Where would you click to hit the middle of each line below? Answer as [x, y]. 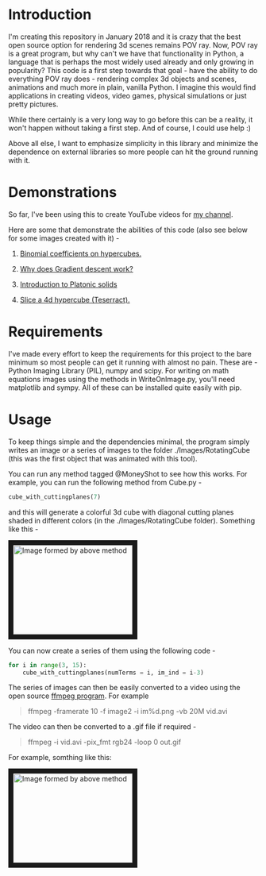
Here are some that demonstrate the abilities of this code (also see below [128, 230]
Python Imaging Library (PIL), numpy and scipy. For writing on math [119, 370]
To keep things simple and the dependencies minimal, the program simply [129, 442]
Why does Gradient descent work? [76, 268]
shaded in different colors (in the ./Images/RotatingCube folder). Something [132, 520]
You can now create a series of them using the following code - [112, 650]
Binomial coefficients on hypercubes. [80, 253]
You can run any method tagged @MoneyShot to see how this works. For [128, 473]
